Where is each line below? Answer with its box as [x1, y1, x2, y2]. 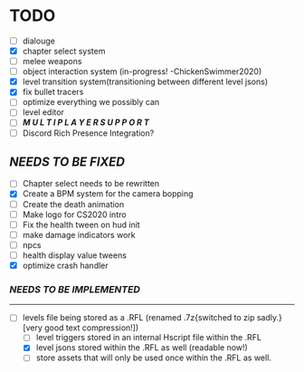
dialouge [22, 35, 56, 46]
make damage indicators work [22, 229, 136, 240]
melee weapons [22, 56, 82, 67]
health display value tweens [22, 250, 127, 261]
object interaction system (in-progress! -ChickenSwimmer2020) [22, 66, 262, 77]
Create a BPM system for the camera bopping [22, 188, 194, 199]
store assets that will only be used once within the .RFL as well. [35, 352, 271, 363]
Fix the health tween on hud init [22, 219, 140, 230]
